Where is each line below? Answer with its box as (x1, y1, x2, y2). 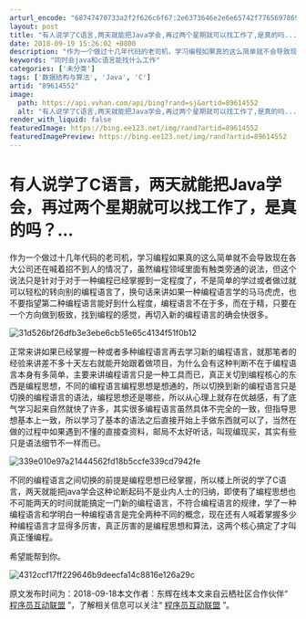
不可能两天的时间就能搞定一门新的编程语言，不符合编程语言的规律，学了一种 (9, 497, 297, 508)
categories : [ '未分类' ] (9, 65, 96, 74)
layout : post (9, 22, 59, 31)
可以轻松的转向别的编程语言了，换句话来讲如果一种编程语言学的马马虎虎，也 (9, 286, 297, 297)
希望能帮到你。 (9, 551, 66, 561)
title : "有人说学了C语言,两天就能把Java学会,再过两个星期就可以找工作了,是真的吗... (9, 30, 298, 39)
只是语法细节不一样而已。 (9, 437, 106, 448)
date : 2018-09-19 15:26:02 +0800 (9, 38, 137, 48)
